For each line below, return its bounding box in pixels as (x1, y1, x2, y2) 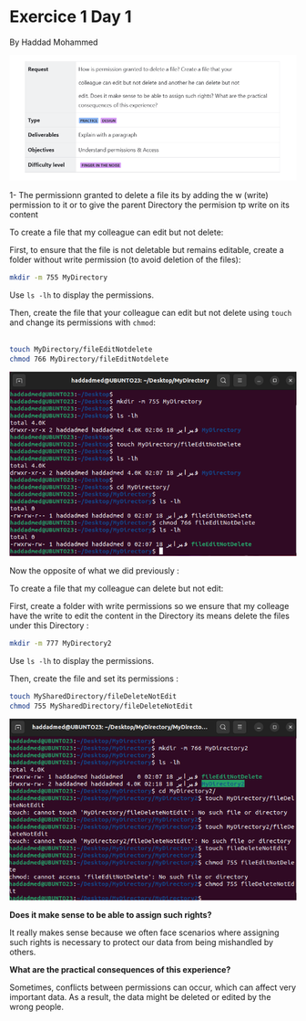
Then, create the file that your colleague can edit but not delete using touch (9, 307, 292, 318)
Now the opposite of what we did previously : (9, 564, 179, 576)
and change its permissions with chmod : (9, 317, 157, 328)
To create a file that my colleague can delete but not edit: (9, 583, 224, 594)
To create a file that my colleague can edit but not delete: (9, 226, 224, 237)
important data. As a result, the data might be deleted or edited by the (9, 992, 271, 1003)
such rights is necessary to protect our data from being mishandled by (9, 937, 274, 948)
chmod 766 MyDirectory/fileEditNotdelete (9, 354, 169, 364)
